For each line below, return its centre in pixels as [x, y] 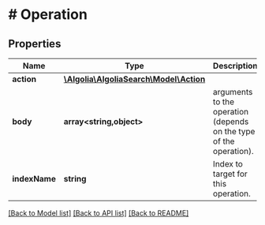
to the [224, 102]
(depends [231, 122]
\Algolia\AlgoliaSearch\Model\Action [134, 79]
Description [235, 66]
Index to [228, 164]
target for [230, 174]
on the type [234, 131]
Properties [35, 44]
